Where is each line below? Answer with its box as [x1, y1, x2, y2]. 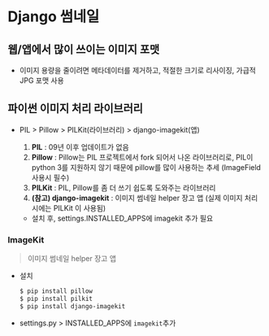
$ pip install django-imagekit [19, 302, 126, 310]
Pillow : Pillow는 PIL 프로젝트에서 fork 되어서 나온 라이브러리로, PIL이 [31, 152, 254, 162]
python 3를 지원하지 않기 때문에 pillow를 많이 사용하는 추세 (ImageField [31, 162, 262, 172]
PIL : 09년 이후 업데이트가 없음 [31, 142, 129, 151]
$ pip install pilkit [19, 295, 93, 303]
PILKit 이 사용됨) [53, 203, 106, 212]
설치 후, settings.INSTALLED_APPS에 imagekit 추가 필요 [31, 213, 214, 223]
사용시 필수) [31, 172, 70, 182]
